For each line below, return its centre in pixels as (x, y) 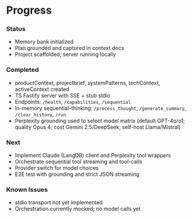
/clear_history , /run (40, 114)
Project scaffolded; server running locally (65, 55)
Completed (23, 70)
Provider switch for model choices (57, 168)
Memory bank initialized (44, 42)
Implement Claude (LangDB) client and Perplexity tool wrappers (93, 156)
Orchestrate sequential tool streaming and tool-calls (78, 162)
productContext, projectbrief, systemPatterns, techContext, (87, 83)
